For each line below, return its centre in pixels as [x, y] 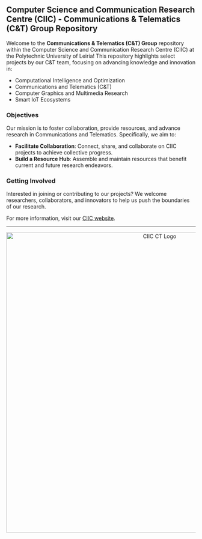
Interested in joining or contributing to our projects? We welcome [87, 194]
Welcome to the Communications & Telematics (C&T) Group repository [95, 43]
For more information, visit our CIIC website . [61, 218]
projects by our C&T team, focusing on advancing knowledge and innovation [101, 62]
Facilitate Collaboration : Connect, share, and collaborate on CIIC [96, 146]
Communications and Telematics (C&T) [63, 87]
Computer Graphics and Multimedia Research [71, 93]
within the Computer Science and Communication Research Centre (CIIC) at [100, 49]
